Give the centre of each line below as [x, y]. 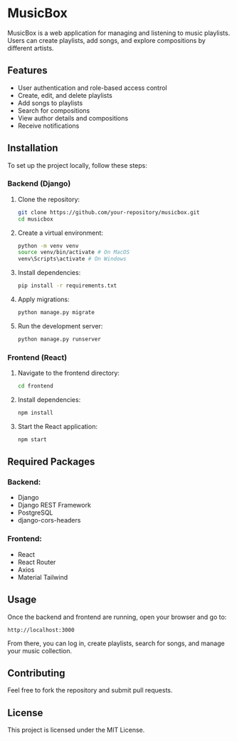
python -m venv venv [48, 246]
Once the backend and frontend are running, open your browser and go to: [117, 617]
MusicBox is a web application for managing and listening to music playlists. [119, 33]
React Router [37, 562]
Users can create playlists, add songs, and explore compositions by [107, 40]
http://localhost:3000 [41, 630]
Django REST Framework [54, 505]
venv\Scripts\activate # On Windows [72, 259]
